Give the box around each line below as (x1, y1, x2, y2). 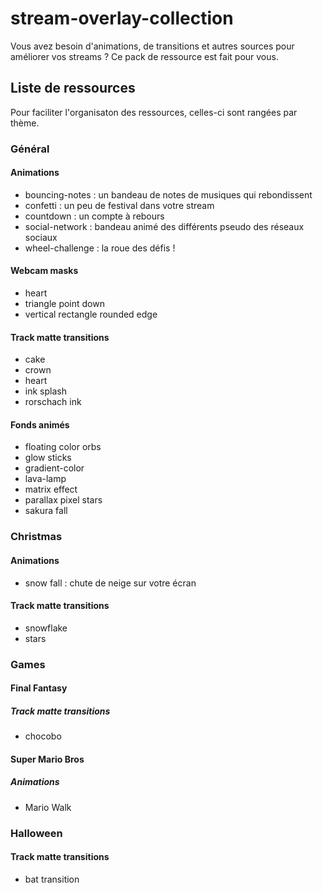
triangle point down (24, 298, 105, 310)
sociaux (24, 231, 58, 243)
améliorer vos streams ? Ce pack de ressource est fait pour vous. (10, 50, 279, 62)
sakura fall (24, 505, 68, 517)
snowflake (24, 622, 68, 634)
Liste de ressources (10, 80, 136, 97)
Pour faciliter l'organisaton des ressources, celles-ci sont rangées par (10, 106, 298, 118)
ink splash (24, 385, 67, 397)
